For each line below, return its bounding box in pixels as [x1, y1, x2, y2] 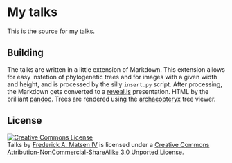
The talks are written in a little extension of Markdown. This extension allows [7, 65, 225, 73]
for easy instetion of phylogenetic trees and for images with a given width [7, 73, 217, 81]
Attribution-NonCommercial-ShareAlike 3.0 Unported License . [7, 148, 185, 156]
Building [7, 47, 44, 59]
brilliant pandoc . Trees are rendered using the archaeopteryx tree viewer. [7, 95, 216, 103]
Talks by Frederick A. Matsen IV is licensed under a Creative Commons [7, 140, 210, 148]
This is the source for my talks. [7, 27, 96, 35]
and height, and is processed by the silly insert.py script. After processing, [7, 80, 223, 88]
